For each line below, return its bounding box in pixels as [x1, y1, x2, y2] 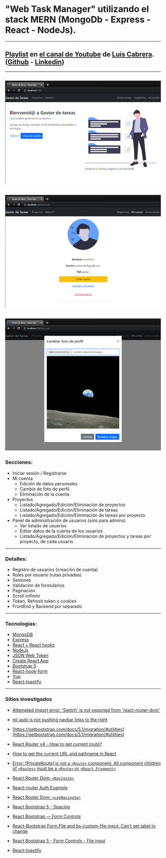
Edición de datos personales [19, 480, 78, 486]
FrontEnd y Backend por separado [12, 603, 83, 609]
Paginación [12, 587, 36, 594]
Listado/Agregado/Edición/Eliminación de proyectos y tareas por [19, 533, 152, 539]
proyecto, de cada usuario [19, 538, 73, 544]
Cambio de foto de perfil [19, 486, 70, 492]
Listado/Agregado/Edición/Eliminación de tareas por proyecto [19, 512, 146, 518]
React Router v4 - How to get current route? [12, 741, 102, 747]
